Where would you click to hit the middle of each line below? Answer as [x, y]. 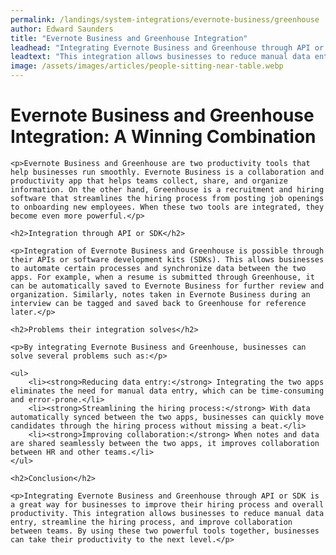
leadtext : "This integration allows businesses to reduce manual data [160, 57]
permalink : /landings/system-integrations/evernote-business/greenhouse [165, 19]
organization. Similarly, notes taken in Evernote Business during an [160, 294]
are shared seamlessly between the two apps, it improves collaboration [165, 443]
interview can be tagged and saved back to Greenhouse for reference [158, 303]
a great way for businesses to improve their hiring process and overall [167, 504]
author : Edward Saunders [62, 29]
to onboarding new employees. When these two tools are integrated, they [167, 207]
